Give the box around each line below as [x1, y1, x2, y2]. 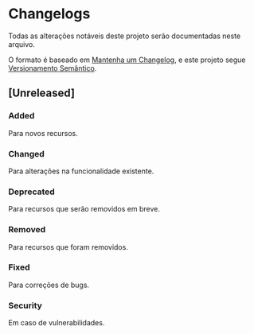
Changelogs [8, 5, 91, 23]
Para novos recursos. [8, 128, 78, 138]
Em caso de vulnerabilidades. [8, 318, 105, 328]
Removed [8, 224, 46, 235]
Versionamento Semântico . [8, 63, 97, 72]
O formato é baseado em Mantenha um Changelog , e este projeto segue [8, 55, 246, 64]
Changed [8, 148, 45, 159]
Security [8, 300, 42, 311]
